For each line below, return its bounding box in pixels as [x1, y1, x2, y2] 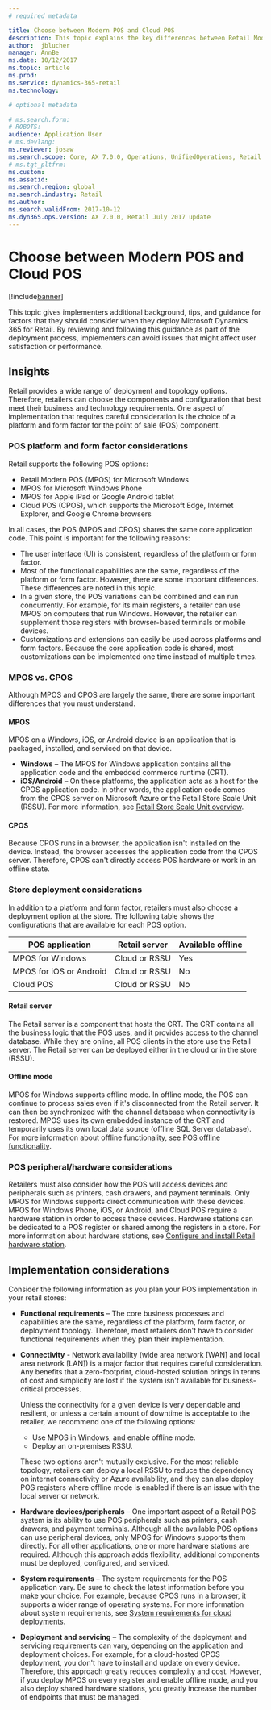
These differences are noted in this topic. [19, 582, 157, 593]
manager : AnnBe [8, 49, 60, 57]
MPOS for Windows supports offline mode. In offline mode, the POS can [8, 1090, 248, 1099]
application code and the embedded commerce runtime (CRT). [19, 768, 229, 778]
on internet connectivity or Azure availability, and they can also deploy [19, 1474, 254, 1484]
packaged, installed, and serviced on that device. [8, 744, 172, 753]
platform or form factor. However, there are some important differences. [19, 574, 260, 584]
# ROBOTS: [8, 123, 42, 131]
